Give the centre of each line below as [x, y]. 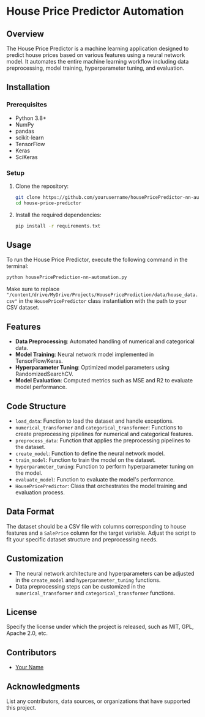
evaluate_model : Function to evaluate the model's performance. [95, 479]
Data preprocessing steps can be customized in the [80, 586]
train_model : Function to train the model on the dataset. [85, 459]
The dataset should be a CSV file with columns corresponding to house [96, 526]
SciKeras [26, 157]
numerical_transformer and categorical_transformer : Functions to [99, 427]
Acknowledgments [43, 686]
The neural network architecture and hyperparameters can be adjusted [105, 573]
